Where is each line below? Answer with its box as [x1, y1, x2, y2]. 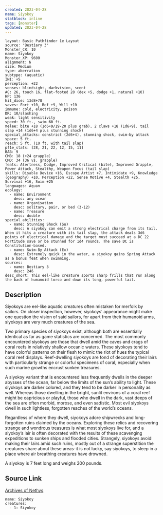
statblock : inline [5, 16, 42, 21]
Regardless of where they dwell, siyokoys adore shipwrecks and [5, 415, 134, 420]
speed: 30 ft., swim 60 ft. [5, 120, 62, 125]
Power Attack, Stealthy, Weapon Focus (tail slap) [5, 167, 110, 172]
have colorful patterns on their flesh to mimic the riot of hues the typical [5, 349, 149, 355]
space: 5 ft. [5, 137, 32, 142]
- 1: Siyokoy [9, 505, 36, 510]
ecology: [5, 188, 23, 193]
